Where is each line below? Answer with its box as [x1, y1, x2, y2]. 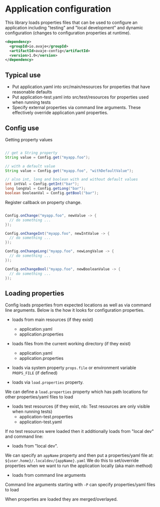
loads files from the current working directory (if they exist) [12, 341, 131, 347]
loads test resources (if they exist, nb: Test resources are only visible [12, 403, 150, 410]
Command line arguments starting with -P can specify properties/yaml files [5, 482, 156, 488]
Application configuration [5, 3, 111, 15]
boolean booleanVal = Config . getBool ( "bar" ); [5, 191, 99, 196]
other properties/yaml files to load [5, 394, 73, 400]
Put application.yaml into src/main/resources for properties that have [12, 84, 150, 90]
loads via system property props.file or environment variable [12, 365, 136, 371]
